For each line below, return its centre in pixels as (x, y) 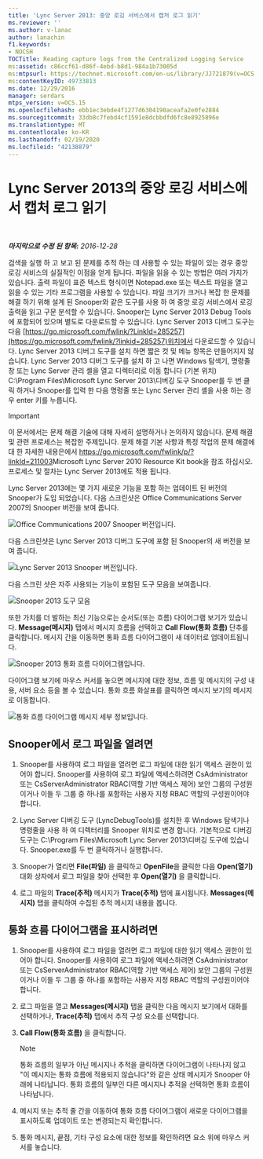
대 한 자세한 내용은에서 (43, 452)
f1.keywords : (29, 45)
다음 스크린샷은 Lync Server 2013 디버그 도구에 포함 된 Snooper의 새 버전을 (125, 541)
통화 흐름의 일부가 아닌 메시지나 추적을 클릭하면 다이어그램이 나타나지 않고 (133, 1064)
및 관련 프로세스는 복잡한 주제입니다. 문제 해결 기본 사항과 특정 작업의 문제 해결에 (131, 442)
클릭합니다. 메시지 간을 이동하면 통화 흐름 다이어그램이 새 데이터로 (109, 638)
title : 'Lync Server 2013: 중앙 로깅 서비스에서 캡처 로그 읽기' (105, 15)
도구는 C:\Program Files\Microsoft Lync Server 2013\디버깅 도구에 (124, 840)
